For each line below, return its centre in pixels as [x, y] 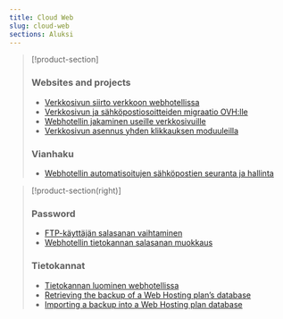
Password [53, 214]
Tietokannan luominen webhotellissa [112, 285]
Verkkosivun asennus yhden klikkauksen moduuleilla [141, 130]
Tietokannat [58, 266]
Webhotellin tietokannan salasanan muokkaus [129, 243]
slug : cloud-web [39, 26]
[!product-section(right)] [76, 190]
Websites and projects [81, 83]
